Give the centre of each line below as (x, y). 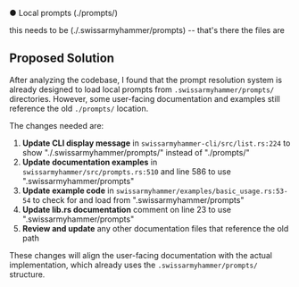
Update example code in (68, 190)
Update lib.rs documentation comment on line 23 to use (127, 209)
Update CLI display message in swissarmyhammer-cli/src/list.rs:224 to (156, 143)
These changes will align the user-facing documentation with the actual (141, 255)
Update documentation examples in (90, 162)
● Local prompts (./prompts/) (63, 13)
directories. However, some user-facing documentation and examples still (145, 98)
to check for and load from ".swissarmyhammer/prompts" (138, 199)
